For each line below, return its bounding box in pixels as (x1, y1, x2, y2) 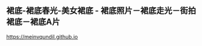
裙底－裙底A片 (6, 17, 60, 27)
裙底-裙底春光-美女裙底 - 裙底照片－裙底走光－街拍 (6, 5, 197, 16)
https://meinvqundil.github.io (6, 33, 79, 40)
